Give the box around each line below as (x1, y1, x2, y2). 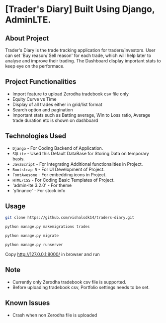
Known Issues (5, 299, 50, 308)
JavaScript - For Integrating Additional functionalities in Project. (12, 161, 143, 167)
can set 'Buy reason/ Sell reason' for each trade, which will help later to (5, 52, 152, 58)
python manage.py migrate (5, 233, 59, 238)
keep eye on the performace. (5, 63, 65, 69)
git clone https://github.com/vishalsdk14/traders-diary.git (5, 215, 135, 220)
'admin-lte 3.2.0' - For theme (12, 182, 72, 188)
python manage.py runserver (5, 242, 64, 248)
